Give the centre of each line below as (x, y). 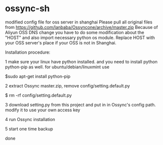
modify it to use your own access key (43, 110)
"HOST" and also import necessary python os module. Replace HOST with (80, 38)
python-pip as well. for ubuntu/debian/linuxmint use (57, 67)
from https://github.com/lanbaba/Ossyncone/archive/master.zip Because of (81, 27)
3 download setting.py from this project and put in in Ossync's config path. (81, 104)
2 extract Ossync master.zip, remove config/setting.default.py (68, 85)
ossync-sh (27, 9)
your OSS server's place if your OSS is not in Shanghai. (61, 42)
